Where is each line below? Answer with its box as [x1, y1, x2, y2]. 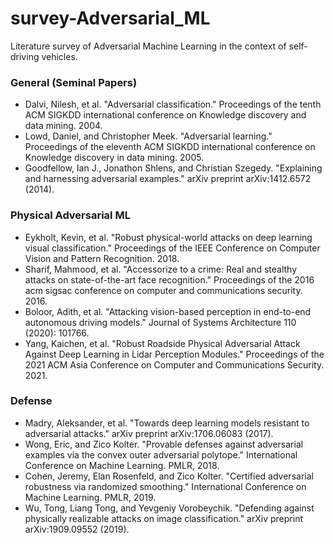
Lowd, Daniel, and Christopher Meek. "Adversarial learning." [24, 130, 273, 142]
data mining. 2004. [24, 120, 103, 132]
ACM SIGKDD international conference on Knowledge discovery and [24, 109, 307, 121]
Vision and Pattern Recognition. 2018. [24, 252, 180, 264]
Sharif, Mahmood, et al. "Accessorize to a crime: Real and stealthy [24, 263, 298, 275]
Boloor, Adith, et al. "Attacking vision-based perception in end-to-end [24, 305, 312, 317]
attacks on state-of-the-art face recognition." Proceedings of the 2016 [24, 273, 315, 286]
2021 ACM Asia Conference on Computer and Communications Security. [24, 358, 325, 371]
